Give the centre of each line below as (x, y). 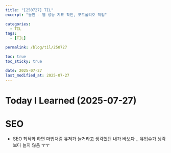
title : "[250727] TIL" (29, 10)
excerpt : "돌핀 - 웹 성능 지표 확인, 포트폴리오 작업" (56, 15)
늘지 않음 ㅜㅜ (36, 145)
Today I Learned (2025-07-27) (71, 100)
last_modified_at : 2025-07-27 (38, 75)
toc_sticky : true (24, 61)
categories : (18, 24)
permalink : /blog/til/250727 (36, 47)
